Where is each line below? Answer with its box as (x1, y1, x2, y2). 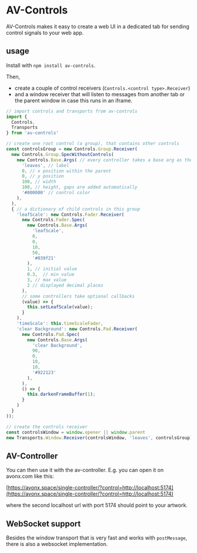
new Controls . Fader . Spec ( (21, 217, 85, 223)
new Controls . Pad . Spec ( (21, 331, 80, 337)
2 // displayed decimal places (27, 282, 104, 288)
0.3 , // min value (27, 272, 75, 277)
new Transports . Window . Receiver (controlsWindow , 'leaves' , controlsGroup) (6, 435, 193, 440)
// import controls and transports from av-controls (6, 108, 138, 114)
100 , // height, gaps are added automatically (21, 184, 138, 191)
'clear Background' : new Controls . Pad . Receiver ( (16, 326, 138, 332)
